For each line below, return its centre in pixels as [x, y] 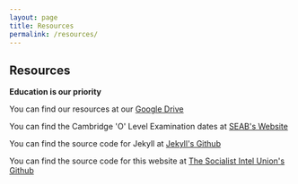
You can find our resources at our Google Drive [96, 109]
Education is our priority [55, 92]
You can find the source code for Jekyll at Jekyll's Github [115, 144]
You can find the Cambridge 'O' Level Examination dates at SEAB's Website [149, 127]
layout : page [34, 17]
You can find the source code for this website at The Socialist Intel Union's [147, 161]
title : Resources [42, 26]
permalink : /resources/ [54, 34]
